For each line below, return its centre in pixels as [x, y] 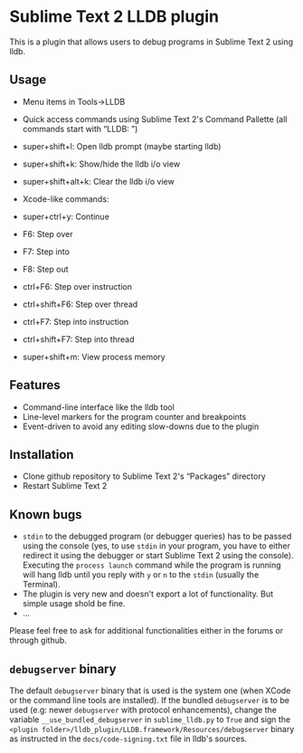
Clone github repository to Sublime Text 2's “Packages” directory [144, 476]
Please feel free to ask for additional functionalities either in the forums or [146, 631]
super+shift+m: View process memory [94, 357]
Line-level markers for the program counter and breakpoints [134, 416]
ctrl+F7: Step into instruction [76, 321]
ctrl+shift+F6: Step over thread [80, 304]
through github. [38, 641]
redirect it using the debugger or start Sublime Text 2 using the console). [158, 556]
